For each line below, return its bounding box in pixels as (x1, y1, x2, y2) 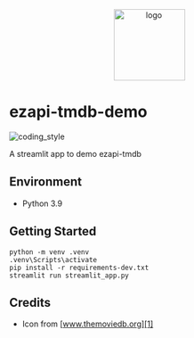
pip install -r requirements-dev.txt (9, 263, 150, 272)
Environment (9, 174, 83, 190)
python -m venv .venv (9, 247, 90, 257)
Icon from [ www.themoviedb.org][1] (21, 318, 154, 329)
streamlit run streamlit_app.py (9, 271, 129, 280)
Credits (9, 294, 52, 310)
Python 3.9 (21, 198, 63, 209)
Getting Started (9, 224, 97, 239)
